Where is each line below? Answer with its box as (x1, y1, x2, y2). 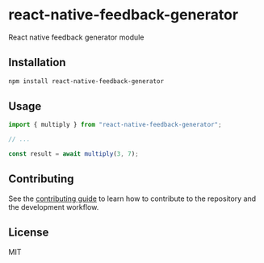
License (8, 226, 49, 240)
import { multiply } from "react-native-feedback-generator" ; (8, 121, 222, 129)
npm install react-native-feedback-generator (8, 77, 164, 86)
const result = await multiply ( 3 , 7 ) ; (8, 150, 139, 158)
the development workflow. (8, 202, 99, 211)
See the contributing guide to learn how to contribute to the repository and (8, 194, 257, 203)
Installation (8, 56, 66, 69)
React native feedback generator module (8, 32, 145, 42)
